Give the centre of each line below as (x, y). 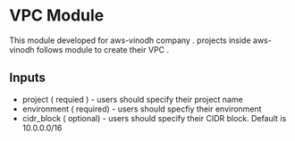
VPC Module (57, 16)
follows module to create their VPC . (103, 49)
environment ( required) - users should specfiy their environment (142, 109)
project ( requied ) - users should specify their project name (132, 99)
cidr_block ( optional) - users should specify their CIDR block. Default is (154, 118)
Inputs (28, 78)
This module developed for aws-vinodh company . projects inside (131, 40)
